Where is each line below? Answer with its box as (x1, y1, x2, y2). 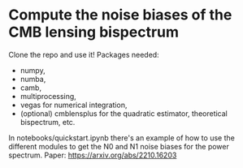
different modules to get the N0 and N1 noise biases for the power (8, 141, 229, 151)
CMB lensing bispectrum (8, 23, 180, 41)
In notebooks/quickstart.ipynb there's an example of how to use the (8, 132, 236, 143)
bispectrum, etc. (20, 117, 76, 127)
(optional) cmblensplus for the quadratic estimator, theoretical (20, 108, 228, 118)
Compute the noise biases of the (8, 6, 232, 24)
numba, (20, 74, 46, 84)
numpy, (20, 65, 46, 75)
